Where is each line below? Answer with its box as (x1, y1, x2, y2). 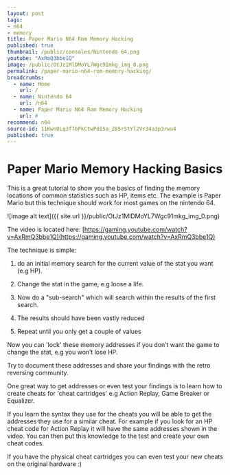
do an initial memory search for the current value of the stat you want (16, 260, 214, 268)
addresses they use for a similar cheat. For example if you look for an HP (7, 417, 213, 425)
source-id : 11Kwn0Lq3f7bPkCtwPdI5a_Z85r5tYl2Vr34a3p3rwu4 (7, 125, 176, 132)
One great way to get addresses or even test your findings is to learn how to (7, 382, 222, 390)
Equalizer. (7, 397, 36, 405)
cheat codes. (7, 439, 45, 447)
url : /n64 (19, 100, 48, 107)
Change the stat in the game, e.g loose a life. (16, 280, 144, 288)
